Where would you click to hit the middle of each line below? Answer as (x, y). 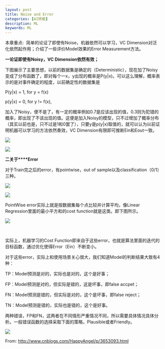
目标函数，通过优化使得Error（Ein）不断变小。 (52, 247)
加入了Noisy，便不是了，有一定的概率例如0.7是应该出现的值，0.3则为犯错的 (82, 112)
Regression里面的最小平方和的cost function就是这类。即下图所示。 (73, 211)
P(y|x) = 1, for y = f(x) (27, 92)
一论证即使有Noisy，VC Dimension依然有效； (52, 59)
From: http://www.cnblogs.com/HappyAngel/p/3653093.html (67, 341)
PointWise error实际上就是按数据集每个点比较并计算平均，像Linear (73, 205)
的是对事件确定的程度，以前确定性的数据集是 (54, 82)
